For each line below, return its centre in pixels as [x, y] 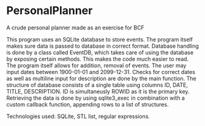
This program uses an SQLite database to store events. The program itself [99, 39]
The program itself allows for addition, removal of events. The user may [96, 65]
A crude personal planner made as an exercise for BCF [76, 28]
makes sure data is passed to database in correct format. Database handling [102, 46]
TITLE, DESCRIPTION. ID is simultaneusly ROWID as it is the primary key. [98, 91]
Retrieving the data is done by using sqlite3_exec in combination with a [96, 98]
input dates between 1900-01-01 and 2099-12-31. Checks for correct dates [101, 72]
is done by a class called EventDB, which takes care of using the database [100, 52]
